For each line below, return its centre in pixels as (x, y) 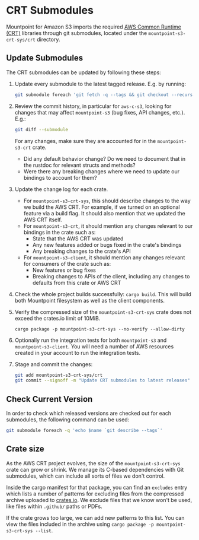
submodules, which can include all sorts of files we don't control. (86, 476)
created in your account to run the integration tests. (78, 352)
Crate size (25, 449)
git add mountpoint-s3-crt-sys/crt (59, 375)
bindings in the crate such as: (60, 232)
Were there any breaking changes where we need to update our (101, 171)
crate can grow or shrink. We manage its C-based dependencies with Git (95, 469)
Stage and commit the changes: (54, 364)
